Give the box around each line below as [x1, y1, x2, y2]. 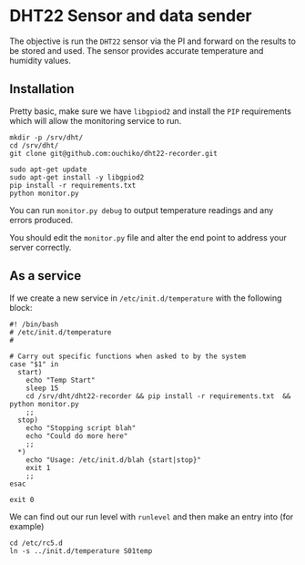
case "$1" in [9, 359, 59, 369]
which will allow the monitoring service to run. [9, 115, 182, 126]
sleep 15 [25, 384, 59, 393]
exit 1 [25, 463, 51, 472]
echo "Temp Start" [25, 375, 96, 385]
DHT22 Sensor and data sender [9, 5, 252, 26]
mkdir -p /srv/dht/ [9, 133, 84, 142]
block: [9, 302, 34, 313]
